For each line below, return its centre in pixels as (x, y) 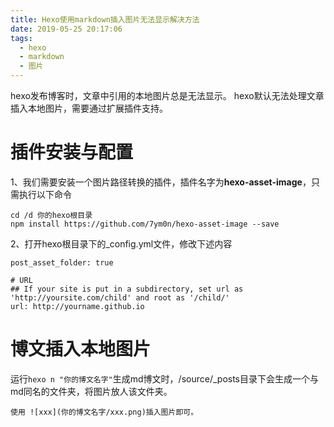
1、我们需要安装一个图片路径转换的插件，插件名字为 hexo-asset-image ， (161, 182)
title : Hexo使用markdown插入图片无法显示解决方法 (105, 19)
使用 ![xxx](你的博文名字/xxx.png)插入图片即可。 (104, 412)
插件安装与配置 (72, 152)
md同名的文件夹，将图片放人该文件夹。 (91, 391)
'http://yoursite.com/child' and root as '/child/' (120, 297)
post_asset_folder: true (62, 262)
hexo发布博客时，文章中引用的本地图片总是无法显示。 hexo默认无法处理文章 (167, 95)
